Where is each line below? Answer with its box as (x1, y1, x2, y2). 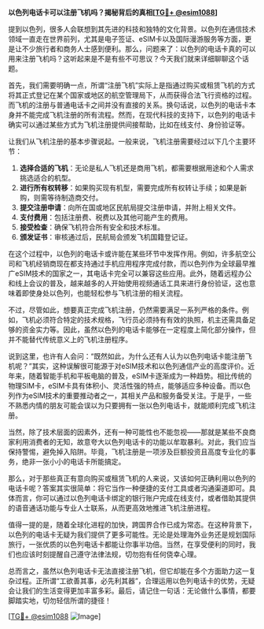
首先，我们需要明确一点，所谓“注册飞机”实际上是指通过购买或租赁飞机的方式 (8, 80, 255, 90)
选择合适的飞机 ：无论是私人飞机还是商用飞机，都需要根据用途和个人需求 (19, 163, 254, 173)
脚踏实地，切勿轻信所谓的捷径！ (8, 596, 112, 605)
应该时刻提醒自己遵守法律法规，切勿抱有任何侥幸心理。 (21, 549, 201, 559)
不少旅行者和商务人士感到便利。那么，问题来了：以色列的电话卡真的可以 (21, 44, 256, 54)
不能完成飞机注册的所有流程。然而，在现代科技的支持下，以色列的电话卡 (21, 110, 256, 119)
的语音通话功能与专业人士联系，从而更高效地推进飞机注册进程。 (8, 504, 214, 512)
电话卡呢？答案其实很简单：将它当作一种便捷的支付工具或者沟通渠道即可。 (8, 484, 249, 493)
